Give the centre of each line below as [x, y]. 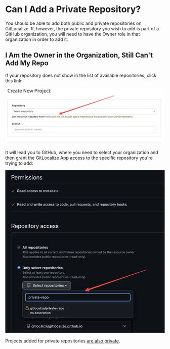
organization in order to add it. [37, 39]
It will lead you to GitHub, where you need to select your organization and [82, 153]
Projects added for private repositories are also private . [63, 341]
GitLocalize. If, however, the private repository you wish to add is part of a [82, 28]
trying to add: [19, 163]
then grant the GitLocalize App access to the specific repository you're [79, 158]
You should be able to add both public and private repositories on [73, 23]
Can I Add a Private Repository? [73, 9]
